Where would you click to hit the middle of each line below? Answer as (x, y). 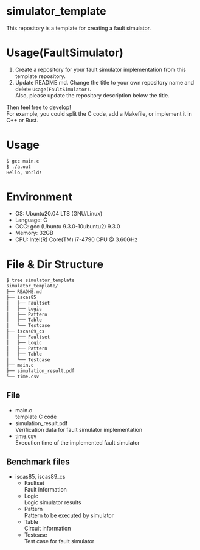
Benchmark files (38, 462)
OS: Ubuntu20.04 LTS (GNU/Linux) (59, 214)
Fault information (45, 489)
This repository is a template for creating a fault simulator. (79, 28)
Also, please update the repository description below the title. (92, 95)
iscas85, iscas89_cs (40, 476)
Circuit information (47, 528)
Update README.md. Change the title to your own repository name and (105, 82)
